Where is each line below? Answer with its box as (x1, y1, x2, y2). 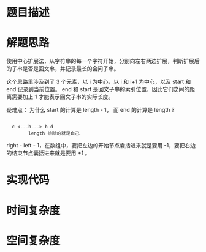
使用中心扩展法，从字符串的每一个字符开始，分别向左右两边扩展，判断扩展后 (6, 57, 200, 65)
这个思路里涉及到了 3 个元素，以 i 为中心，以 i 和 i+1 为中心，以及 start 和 (6, 78, 191, 86)
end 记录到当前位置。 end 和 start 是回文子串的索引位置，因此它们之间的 (6, 86, 190, 93)
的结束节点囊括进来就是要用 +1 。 (6, 149, 91, 157)
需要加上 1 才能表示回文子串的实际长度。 (11, 93, 114, 101)
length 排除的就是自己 (28, 130, 80, 136)
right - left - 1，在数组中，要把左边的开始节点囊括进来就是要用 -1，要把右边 (6, 142, 196, 149)
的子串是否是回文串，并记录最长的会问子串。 (6, 65, 120, 72)
